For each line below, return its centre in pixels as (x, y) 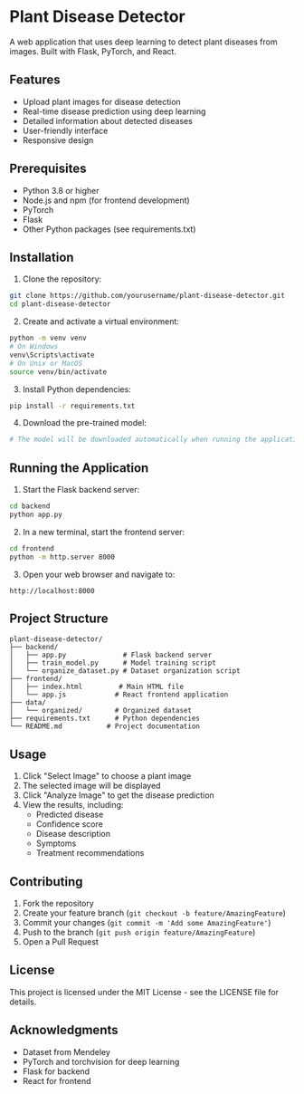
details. (23, 1002)
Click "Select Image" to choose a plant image (107, 776)
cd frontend (32, 548)
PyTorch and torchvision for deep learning (101, 1061)
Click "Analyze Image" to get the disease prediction (118, 795)
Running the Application (79, 468)
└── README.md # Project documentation (105, 726)
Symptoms (56, 843)
